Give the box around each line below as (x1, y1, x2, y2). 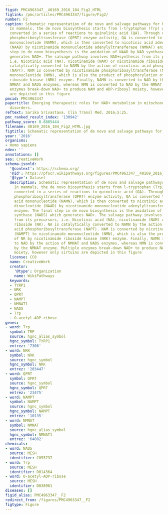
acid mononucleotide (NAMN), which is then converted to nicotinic (14, 199, 157, 204)
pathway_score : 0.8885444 (5, 119, 59, 124)
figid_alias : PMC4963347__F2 (5, 492, 66, 497)
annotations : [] (5, 152, 39, 157)
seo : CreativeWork (5, 157, 43, 162)
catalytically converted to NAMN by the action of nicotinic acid (9, 63, 151, 68)
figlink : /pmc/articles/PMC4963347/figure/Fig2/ (5, 12, 108, 17)
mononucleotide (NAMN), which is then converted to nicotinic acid (9, 40, 153, 45)
